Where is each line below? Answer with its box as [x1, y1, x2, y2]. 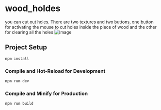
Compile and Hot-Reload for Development [5, 67, 106, 74]
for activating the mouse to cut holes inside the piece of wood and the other [5, 24, 157, 30]
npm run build [5, 101, 34, 106]
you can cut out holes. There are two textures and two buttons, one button [5, 19, 154, 25]
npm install [5, 56, 29, 61]
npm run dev [5, 79, 29, 83]
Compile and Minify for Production [5, 90, 88, 97]
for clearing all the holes [5, 29, 53, 35]
